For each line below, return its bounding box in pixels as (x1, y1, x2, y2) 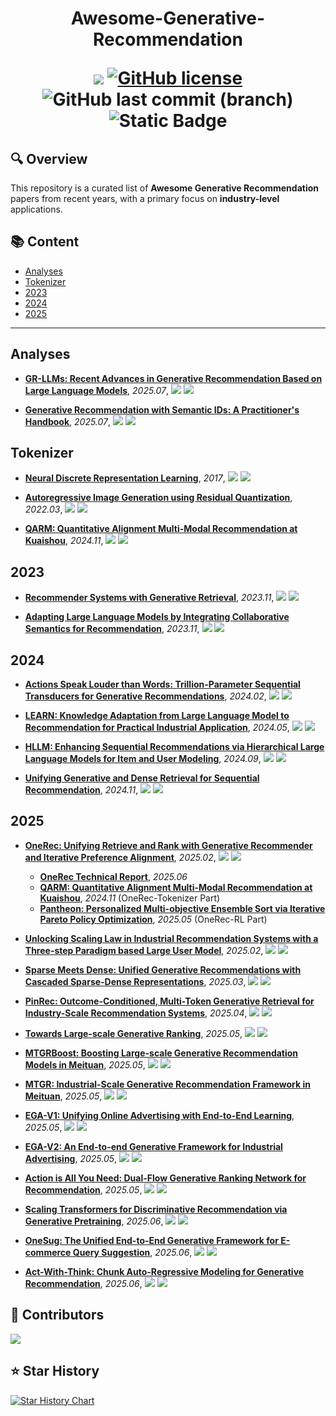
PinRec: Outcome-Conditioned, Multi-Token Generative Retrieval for (24, 995, 315, 1007)
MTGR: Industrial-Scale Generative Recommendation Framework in (24, 1078, 311, 1090)
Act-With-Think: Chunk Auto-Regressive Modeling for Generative (24, 1265, 305, 1277)
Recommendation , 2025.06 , (24, 1277, 143, 1289)
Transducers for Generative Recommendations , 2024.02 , (24, 690, 267, 702)
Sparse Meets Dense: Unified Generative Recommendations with (24, 963, 302, 976)
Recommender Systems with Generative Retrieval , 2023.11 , (24, 592, 275, 604)
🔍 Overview (10, 150, 88, 167)
